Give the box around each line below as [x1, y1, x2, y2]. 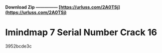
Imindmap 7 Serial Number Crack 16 [5, 27, 157, 38]
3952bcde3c [5, 43, 32, 49]
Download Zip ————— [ [5, 4, 61, 10]
